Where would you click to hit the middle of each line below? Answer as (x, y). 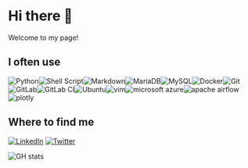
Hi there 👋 (40, 16)
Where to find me (51, 122)
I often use (34, 62)
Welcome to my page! (43, 38)
